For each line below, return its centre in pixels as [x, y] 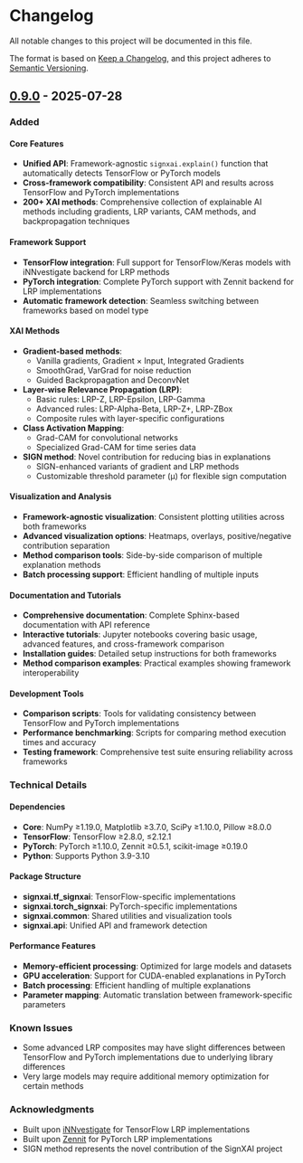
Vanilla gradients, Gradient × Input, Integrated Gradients [140, 360]
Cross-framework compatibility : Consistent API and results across [148, 183]
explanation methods [62, 565]
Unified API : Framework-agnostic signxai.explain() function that [145, 164]
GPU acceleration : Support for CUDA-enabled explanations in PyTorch [154, 976]
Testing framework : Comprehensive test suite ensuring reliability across [158, 752]
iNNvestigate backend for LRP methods [96, 271]
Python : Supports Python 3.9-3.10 [86, 856]
